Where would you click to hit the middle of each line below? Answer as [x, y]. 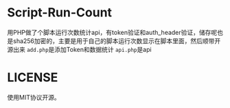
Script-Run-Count [59, 13]
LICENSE [33, 78]
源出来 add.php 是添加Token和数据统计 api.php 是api [80, 49]
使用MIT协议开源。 [34, 97]
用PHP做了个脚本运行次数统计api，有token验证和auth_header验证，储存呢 [112, 32]
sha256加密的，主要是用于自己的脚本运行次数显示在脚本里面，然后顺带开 [117, 41]
